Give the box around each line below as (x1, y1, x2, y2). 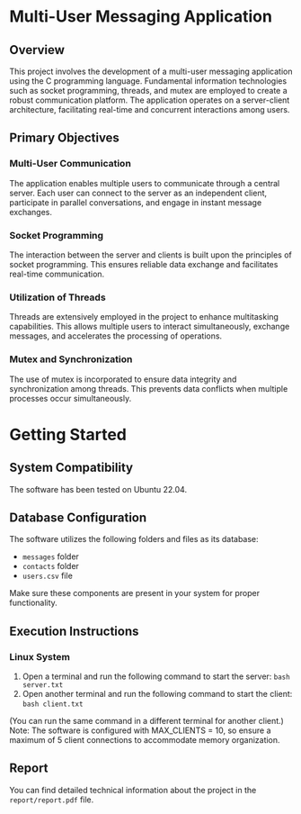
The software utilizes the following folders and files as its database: (9, 534, 259, 545)
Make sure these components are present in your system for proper (9, 588, 261, 599)
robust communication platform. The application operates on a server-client (9, 95, 290, 105)
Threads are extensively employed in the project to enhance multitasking (9, 312, 279, 322)
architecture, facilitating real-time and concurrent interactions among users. (9, 104, 290, 114)
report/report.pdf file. (9, 794, 94, 805)
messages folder (22, 551, 79, 562)
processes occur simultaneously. (9, 393, 132, 403)
